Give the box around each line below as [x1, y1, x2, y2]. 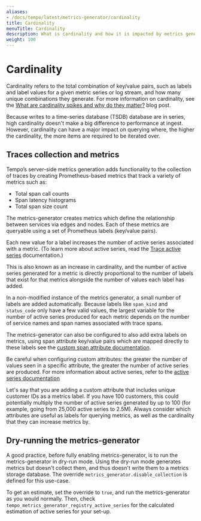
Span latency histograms [14, 196, 77, 203]
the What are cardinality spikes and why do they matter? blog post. [6, 101, 172, 109]
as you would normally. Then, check [6, 495, 96, 502]
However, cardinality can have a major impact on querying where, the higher [6, 125, 194, 133]
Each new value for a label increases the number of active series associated [6, 238, 194, 246]
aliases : [6, 8, 28, 15]
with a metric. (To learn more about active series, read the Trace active [6, 245, 181, 252]
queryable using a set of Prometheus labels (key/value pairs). [6, 227, 157, 234]
